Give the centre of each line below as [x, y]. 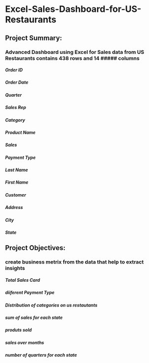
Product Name [20, 132]
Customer [16, 195]
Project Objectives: [35, 248]
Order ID [14, 70]
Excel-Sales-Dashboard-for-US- [73, 9]
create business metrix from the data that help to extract [74, 262]
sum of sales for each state [34, 317]
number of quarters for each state [41, 355]
